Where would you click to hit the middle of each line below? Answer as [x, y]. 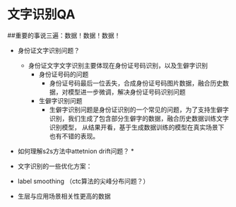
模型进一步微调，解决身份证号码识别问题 [127, 92]
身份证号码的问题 [64, 74]
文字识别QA [41, 14]
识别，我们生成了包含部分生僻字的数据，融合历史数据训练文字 [139, 118]
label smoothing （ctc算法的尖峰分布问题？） [83, 181]
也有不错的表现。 [74, 136]
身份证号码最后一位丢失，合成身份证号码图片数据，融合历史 [136, 83]
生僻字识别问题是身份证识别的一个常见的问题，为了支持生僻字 [139, 110]
